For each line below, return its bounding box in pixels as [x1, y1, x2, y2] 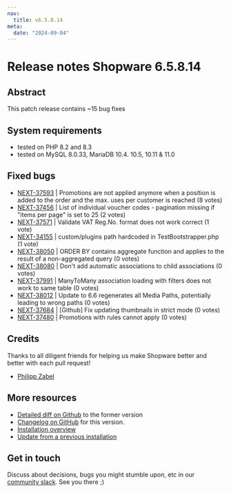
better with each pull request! [7, 359, 91, 367]
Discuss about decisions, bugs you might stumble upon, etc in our [7, 470, 195, 479]
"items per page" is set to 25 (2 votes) [17, 210, 126, 219]
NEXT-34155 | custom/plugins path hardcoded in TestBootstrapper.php [17, 232, 219, 241]
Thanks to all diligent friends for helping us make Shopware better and [7, 351, 207, 359]
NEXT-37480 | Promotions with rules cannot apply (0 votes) [17, 313, 188, 321]
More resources [7, 392, 77, 404]
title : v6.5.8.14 [13, 17, 63, 23]
